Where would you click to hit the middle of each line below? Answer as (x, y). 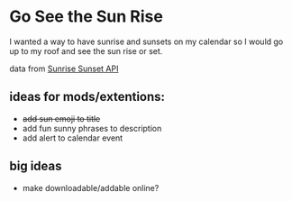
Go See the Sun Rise (87, 17)
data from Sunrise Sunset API (64, 69)
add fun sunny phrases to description (92, 128)
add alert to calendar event (73, 138)
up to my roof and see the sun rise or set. (86, 50)
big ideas (36, 166)
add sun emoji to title (61, 118)
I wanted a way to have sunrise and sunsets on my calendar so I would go (146, 41)
